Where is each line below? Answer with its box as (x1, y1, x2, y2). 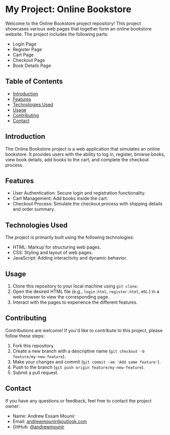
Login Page (12, 41, 37, 47)
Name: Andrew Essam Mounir (12, 413, 75, 419)
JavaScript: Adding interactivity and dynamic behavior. (12, 255, 127, 261)
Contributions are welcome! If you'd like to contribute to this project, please (5, 327, 163, 333)
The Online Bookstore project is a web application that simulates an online (5, 146, 160, 152)
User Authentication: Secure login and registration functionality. (12, 190, 146, 196)
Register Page (12, 46, 42, 52)
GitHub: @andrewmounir (12, 423, 64, 429)
